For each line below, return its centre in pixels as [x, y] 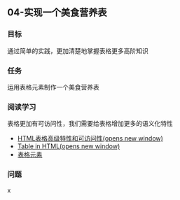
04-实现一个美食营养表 [57, 13]
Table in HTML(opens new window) [69, 146]
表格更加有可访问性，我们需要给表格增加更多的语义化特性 [90, 124]
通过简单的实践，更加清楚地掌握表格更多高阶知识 [78, 50]
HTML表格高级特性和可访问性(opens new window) [90, 138]
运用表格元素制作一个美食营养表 [53, 87]
